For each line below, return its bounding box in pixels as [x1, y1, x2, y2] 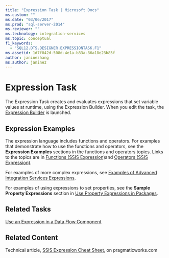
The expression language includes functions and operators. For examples [5, 138, 160, 144]
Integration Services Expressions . [5, 175, 76, 181]
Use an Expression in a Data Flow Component [5, 218, 102, 225]
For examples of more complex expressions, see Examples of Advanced [5, 170, 157, 175]
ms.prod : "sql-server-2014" [5, 21, 65, 27]
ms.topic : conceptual [5, 36, 52, 41]
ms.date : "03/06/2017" [5, 17, 54, 22]
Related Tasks [5, 205, 51, 214]
